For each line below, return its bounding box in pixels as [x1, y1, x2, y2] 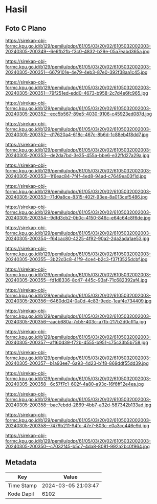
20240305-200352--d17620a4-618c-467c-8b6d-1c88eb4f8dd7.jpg [5, 132, 149, 138]
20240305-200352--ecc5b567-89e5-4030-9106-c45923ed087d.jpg [5, 111, 152, 117]
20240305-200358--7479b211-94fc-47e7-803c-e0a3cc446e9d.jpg [5, 423, 149, 428]
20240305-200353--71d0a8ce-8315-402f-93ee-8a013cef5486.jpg [5, 194, 148, 200]
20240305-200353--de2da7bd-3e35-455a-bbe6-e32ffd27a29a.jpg [5, 152, 150, 158]
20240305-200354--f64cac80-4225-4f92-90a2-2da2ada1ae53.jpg [5, 235, 150, 242]
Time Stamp [8, 482, 37, 489]
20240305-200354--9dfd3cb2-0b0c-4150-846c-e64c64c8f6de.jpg [5, 215, 151, 221]
